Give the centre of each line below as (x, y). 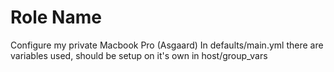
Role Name (56, 17)
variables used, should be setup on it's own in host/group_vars (139, 55)
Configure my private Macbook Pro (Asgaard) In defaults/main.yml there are (167, 45)
